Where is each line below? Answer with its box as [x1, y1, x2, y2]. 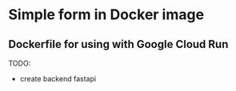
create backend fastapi [19, 74, 97, 83]
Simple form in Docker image [8, 6, 205, 24]
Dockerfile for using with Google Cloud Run [8, 38, 229, 51]
